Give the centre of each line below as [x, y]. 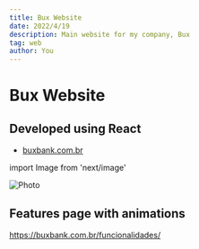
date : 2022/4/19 [39, 26]
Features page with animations [97, 213]
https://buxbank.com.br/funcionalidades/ [85, 235]
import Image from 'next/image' [68, 168]
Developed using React [75, 128]
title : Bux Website [46, 18]
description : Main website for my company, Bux [100, 34]
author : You [31, 51]
